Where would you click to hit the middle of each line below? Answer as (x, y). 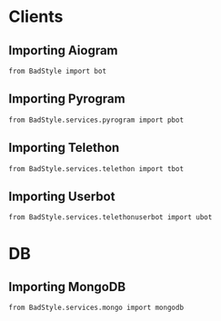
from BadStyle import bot (57, 71)
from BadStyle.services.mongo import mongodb (96, 308)
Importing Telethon (64, 148)
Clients (36, 17)
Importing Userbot (62, 197)
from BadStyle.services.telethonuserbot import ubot (110, 217)
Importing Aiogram (64, 50)
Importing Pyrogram (67, 99)
